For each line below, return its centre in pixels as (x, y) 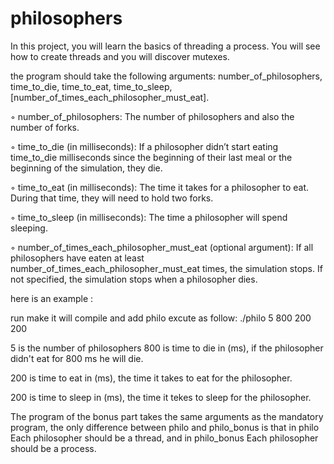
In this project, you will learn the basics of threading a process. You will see (165, 46)
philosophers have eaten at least (77, 258)
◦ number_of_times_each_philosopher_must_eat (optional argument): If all (162, 247)
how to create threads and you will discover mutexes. (120, 56)
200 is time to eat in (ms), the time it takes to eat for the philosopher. (151, 378)
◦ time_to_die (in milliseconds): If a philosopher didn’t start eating (144, 146)
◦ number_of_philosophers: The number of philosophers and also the (152, 116)
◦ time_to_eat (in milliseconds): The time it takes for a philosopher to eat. (160, 187)
